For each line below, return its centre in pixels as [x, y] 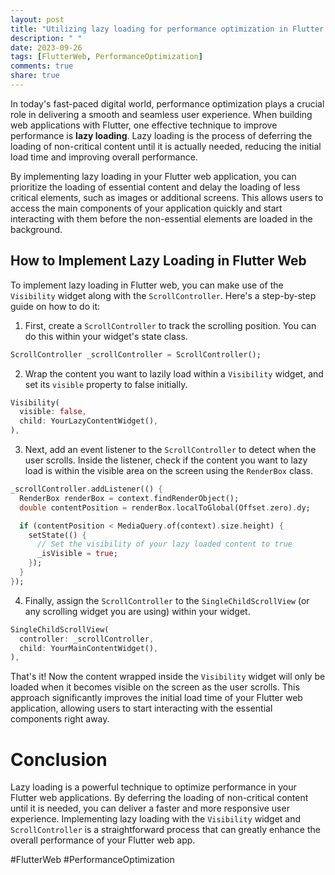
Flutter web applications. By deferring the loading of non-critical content [159, 798]
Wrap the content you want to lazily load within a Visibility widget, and [174, 373]
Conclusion [59, 759]
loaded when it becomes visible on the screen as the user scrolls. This [155, 687]
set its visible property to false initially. [106, 384]
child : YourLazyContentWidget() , [89, 421]
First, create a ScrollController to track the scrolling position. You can [170, 325]
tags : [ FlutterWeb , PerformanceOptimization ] [106, 57]
